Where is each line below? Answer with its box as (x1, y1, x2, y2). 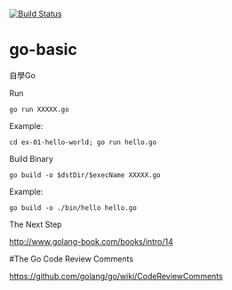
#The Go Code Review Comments (9, 254, 134, 264)
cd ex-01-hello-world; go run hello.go (9, 138, 157, 147)
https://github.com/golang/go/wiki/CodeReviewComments (9, 270, 224, 281)
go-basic (9, 40, 77, 60)
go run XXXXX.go (9, 105, 69, 114)
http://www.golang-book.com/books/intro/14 (9, 236, 173, 246)
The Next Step (9, 219, 62, 230)
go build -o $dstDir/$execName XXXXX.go (9, 170, 162, 180)
